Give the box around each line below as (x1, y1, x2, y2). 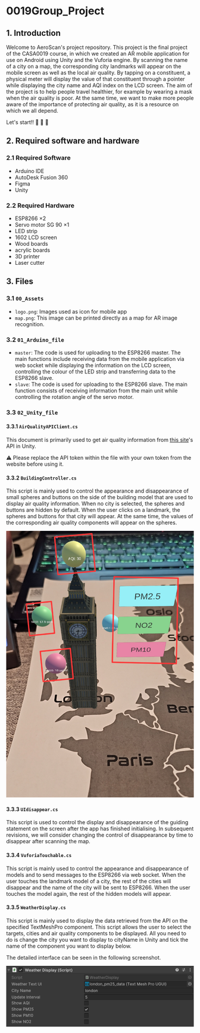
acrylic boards (14, 246, 51, 253)
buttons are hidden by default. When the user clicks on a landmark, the (6, 506, 180, 514)
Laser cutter (14, 259, 45, 266)
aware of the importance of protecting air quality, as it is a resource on (6, 101, 179, 108)
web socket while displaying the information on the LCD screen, (14, 361, 171, 369)
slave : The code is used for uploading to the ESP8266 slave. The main (14, 381, 187, 388)
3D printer (14, 252, 40, 260)
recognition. (14, 320, 45, 327)
